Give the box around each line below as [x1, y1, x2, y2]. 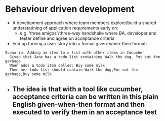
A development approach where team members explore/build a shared [12, 20, 157, 26]
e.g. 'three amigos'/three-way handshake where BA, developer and [19, 30, 157, 36]
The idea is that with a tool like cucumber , [12, 85, 143, 93]
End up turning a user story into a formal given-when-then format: [12, 40, 147, 46]
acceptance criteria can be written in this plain [12, 92, 159, 101]
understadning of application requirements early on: [12, 25, 119, 30]
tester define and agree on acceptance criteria [19, 35, 115, 41]
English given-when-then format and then [12, 100, 145, 109]
